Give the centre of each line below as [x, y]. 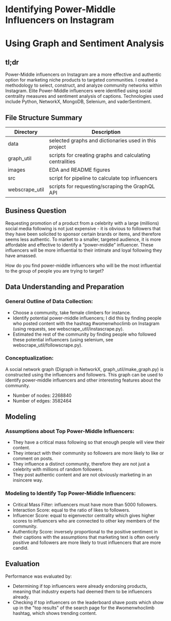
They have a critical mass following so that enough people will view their [89, 442]
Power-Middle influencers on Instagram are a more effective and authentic [83, 74]
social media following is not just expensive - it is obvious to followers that [83, 228]
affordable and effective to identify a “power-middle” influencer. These [79, 245]
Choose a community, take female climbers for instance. [72, 312]
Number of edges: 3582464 [42, 400]
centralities [62, 161]
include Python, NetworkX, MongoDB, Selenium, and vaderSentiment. [78, 102]
